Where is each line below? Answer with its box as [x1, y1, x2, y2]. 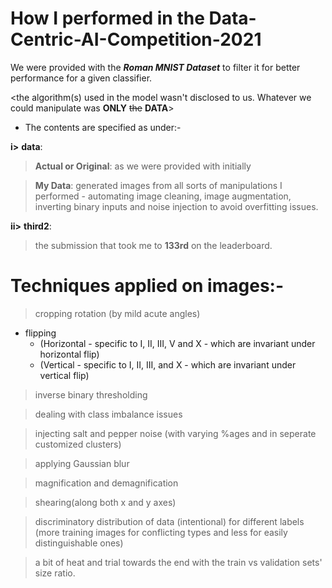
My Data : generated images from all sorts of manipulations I [34, 179, 283, 191]
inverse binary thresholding [34, 388, 148, 401]
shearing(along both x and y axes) [34, 496, 177, 508]
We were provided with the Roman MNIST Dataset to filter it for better [10, 61, 301, 73]
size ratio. [34, 567, 76, 579]
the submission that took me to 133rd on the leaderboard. [34, 239, 273, 251]
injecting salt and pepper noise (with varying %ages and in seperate [34, 427, 317, 439]
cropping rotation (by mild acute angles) [34, 307, 201, 319]
